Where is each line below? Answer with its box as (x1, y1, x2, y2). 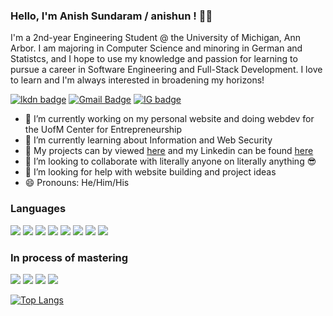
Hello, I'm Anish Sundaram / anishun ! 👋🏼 (10, 9, 213, 23)
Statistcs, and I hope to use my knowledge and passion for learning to (10, 53, 298, 65)
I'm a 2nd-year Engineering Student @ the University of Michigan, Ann (10, 32, 302, 44)
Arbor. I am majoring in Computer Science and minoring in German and (10, 42, 303, 54)
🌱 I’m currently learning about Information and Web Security (24, 134, 273, 146)
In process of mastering (10, 250, 129, 264)
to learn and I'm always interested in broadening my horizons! (10, 74, 265, 86)
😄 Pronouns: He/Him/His (24, 177, 130, 189)
